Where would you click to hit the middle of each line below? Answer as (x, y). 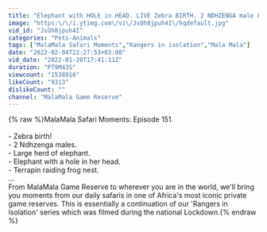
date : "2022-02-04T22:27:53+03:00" (67, 52)
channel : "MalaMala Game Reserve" (66, 97)
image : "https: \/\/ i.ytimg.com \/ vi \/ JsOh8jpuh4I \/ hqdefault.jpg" (118, 23)
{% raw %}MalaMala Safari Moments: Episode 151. (91, 119)
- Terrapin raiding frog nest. (54, 170)
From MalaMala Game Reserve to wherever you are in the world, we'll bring (131, 187)
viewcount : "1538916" (44, 75)
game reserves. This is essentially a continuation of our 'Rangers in (118, 204)
